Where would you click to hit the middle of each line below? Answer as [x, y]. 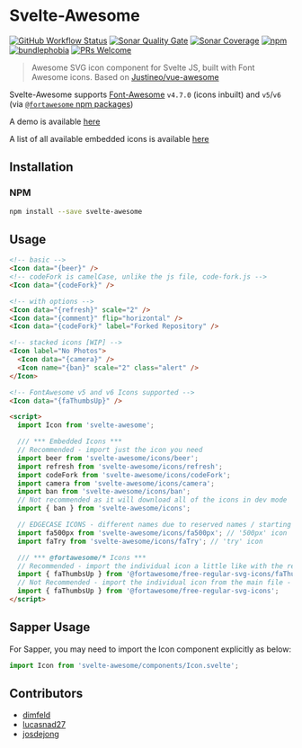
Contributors [46, 694]
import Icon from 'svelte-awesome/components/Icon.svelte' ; [124, 665]
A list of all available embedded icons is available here [109, 138]
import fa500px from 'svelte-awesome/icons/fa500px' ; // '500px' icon [152, 533]
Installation [41, 167]
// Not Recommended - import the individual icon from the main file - [155, 583]
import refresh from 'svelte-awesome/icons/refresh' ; [120, 467]
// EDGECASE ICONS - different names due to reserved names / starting [155, 525]
